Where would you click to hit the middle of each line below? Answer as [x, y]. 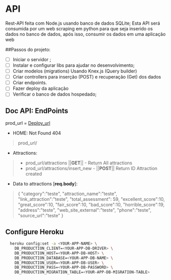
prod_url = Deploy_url [28, 123]
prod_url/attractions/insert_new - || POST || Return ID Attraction [91, 169]
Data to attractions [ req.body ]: [45, 184]
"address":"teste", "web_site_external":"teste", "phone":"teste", [84, 210]
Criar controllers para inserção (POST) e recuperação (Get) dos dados [87, 77]
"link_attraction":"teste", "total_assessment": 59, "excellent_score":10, [91, 199]
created [34, 174]
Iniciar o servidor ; [32, 59]
